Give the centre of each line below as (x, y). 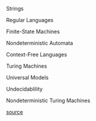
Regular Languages (30, 20)
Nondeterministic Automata (40, 43)
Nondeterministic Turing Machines (48, 101)
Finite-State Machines (33, 31)
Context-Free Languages (36, 55)
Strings (15, 9)
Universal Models (28, 77)
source (15, 112)
